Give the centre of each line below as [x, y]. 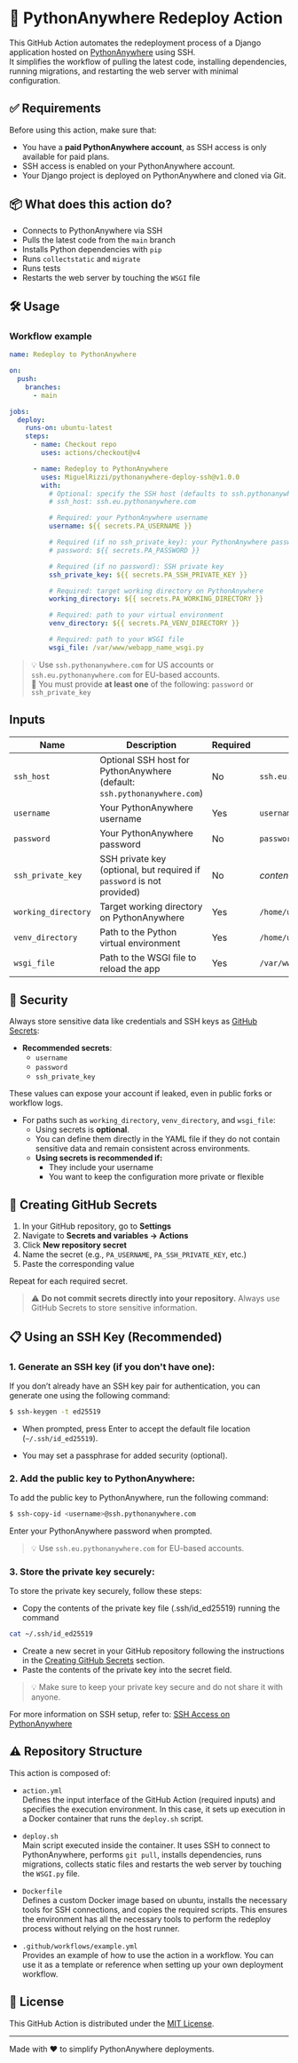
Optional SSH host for [145, 760]
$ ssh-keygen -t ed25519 [55, 1412]
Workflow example [51, 336]
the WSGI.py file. [51, 1873]
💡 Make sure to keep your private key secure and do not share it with [157, 1687]
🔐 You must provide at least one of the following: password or [142, 684]
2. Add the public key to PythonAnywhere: [102, 1478]
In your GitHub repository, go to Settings [96, 1226]
